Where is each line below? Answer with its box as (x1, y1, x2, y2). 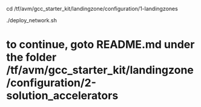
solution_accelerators (6, 89, 119, 103)
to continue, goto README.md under (6, 38, 195, 52)
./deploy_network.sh (6, 17, 58, 23)
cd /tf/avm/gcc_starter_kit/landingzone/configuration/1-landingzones (6, 5, 179, 12)
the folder (6, 50, 57, 64)
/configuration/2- (6, 76, 97, 90)
